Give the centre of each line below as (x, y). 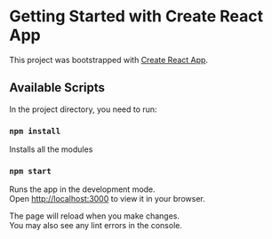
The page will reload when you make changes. (95, 216)
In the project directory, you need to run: (83, 109)
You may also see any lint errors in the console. (96, 226)
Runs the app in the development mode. (82, 189)
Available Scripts (57, 88)
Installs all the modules (51, 149)
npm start (30, 171)
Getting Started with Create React (136, 16)
